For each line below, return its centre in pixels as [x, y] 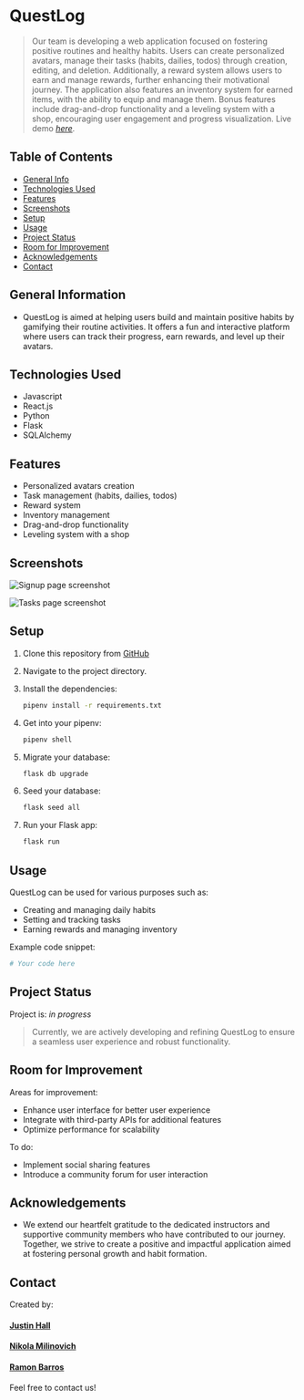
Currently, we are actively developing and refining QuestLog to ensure [163, 1032]
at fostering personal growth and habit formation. [115, 1254]
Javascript [42, 397]
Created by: [31, 1304]
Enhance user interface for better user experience [117, 1110]
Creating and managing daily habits [89, 910]
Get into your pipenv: [62, 722]
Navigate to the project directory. [85, 670]
